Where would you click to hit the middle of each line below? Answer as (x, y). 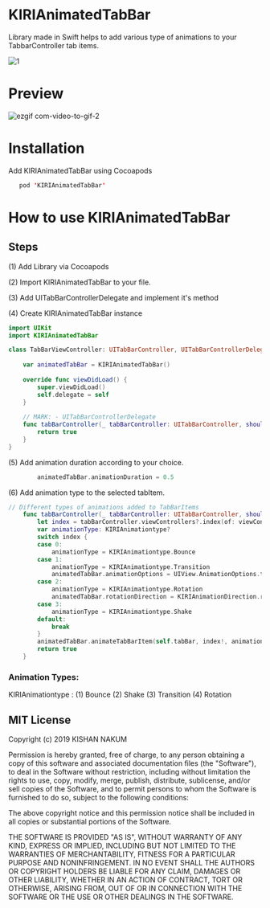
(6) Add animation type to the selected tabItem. (87, 493)
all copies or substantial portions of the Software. (90, 822)
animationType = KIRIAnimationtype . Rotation (127, 589)
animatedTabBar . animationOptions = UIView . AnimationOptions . (156, 575)
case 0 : (50, 544)
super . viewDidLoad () (72, 387)
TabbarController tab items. (54, 45)
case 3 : (50, 604)
